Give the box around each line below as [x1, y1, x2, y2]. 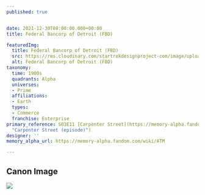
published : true [6, 9, 48, 15]
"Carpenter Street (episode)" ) [12, 127, 92, 133]
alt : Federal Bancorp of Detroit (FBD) [12, 59, 113, 65]
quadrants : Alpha [12, 76, 56, 82]
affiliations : [12, 93, 48, 99]
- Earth [12, 99, 32, 105]
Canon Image [6, 166, 58, 177]
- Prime [12, 87, 32, 93]
